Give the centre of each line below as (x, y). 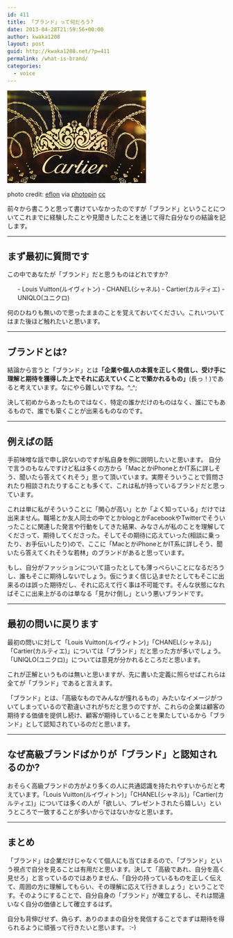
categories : (24, 66)
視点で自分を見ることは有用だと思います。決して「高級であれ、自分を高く (119, 869)
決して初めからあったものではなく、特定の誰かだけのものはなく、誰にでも (113, 402)
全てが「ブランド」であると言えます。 (62, 683)
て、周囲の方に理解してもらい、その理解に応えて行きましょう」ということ (113, 887)
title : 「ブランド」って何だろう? (50, 22)
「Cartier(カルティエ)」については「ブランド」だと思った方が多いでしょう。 (116, 651)
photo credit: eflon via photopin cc (57, 194)
